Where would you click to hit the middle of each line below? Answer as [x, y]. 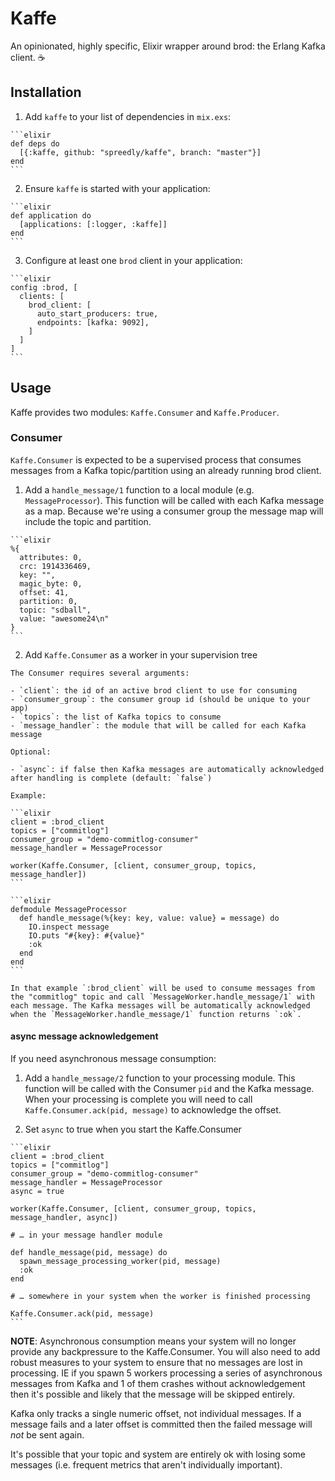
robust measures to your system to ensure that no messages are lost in [156, 1363]
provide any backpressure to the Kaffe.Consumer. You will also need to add [165, 1352]
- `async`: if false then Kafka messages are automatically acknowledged [167, 769]
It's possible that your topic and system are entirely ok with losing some [158, 1454]
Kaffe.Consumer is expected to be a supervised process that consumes [156, 459]
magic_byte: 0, [51, 583]
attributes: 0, [51, 557]
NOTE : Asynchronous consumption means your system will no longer [153, 1341]
